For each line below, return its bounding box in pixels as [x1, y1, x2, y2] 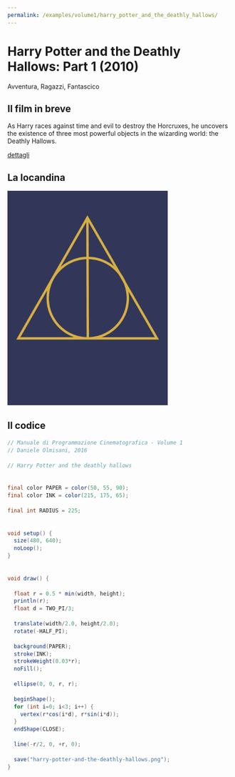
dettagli [7, 151, 30, 159]
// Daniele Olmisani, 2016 [7, 447, 88, 454]
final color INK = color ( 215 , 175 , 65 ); [7, 492, 130, 500]
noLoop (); [14, 545, 43, 552]
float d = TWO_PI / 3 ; [14, 605, 75, 613]
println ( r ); [14, 598, 50, 605]
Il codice [7, 419, 46, 432]
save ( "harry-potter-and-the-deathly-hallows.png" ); [14, 756, 171, 763]
